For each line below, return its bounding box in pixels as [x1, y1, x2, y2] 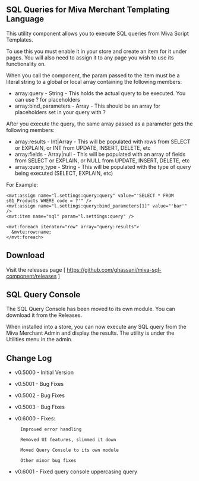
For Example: [6, 181, 39, 188]
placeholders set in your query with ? [14, 108, 106, 115]
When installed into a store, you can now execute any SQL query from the [6, 323, 187, 331]
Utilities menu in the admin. [6, 336, 73, 343]
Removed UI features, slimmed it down [20, 437, 116, 443]
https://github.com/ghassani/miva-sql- [67, 266, 162, 273]
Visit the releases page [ [6, 266, 66, 273]
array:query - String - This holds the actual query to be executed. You [14, 89, 186, 97]
